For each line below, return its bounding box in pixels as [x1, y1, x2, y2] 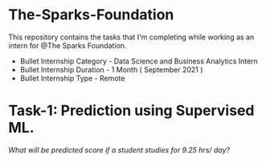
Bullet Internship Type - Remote [19, 73, 125, 83]
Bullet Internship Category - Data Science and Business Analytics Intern [19, 56, 259, 66]
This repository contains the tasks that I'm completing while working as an [8, 32, 255, 42]
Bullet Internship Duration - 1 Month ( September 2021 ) [19, 64, 203, 74]
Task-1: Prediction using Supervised [8, 102, 255, 120]
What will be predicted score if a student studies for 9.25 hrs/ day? [8, 145, 231, 154]
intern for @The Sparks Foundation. [8, 40, 127, 50]
